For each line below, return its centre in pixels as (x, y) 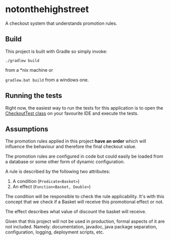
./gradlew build (22, 61)
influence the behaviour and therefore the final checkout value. (71, 147)
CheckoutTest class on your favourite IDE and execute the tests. (72, 113)
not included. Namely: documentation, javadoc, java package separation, (81, 227)
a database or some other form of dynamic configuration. (65, 162)
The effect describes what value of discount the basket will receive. (76, 212)
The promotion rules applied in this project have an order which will (76, 141)
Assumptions (27, 129)
